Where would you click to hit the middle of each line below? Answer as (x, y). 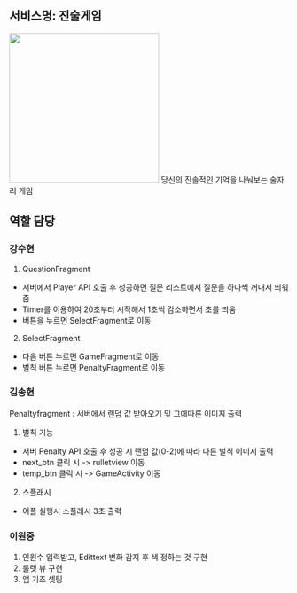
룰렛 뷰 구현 (43, 568)
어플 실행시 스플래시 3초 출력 (72, 511)
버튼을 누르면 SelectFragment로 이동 (86, 320)
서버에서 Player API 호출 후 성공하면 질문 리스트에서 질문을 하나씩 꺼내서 (147, 287)
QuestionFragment (56, 269)
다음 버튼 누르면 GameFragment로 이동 (90, 356)
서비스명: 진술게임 (55, 16)
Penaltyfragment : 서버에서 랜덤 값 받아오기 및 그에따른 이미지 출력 (125, 413)
